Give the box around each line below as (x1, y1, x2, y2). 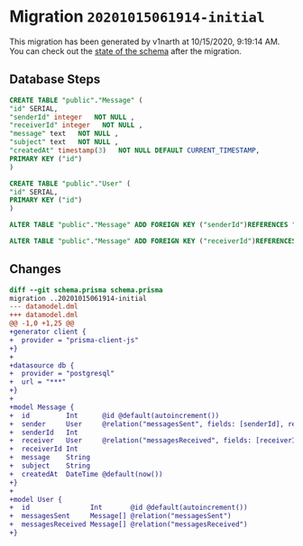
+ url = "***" (9, 378, 67, 387)
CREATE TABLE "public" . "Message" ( (9, 96, 143, 105)
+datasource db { (9, 360, 75, 370)
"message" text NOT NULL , (9, 129, 119, 139)
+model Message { (9, 403, 75, 412)
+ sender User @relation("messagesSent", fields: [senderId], (9, 419, 284, 429)
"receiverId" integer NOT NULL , (9, 121, 143, 130)
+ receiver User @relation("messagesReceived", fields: (9, 436, 252, 445)
